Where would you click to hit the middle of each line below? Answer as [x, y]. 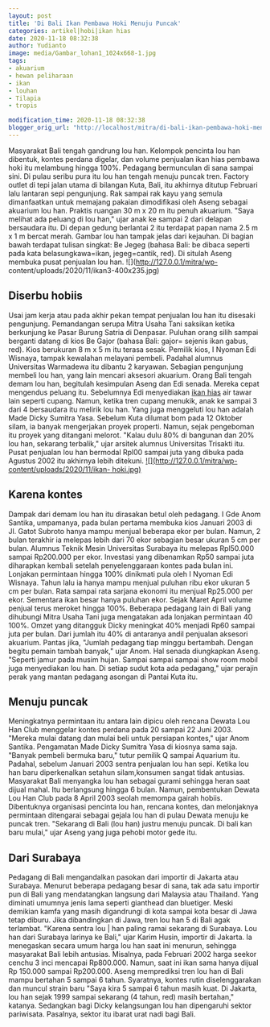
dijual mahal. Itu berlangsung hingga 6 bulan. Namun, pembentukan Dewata [134, 789]
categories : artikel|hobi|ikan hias [70, 31]
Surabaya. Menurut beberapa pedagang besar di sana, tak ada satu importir [134, 886]
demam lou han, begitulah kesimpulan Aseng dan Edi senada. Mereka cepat [134, 383]
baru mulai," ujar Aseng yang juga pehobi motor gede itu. [103, 832]
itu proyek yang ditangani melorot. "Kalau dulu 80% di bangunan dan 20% [131, 435]
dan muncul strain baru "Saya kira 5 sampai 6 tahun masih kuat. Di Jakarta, [133, 988]
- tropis [23, 106]
